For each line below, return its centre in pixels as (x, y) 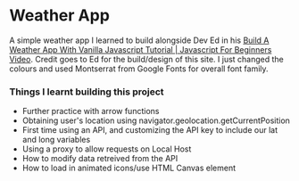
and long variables (56, 140)
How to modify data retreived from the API (100, 159)
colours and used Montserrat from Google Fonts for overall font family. (139, 69)
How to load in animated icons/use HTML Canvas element (129, 168)
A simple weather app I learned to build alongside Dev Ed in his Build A (139, 40)
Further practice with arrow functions (91, 111)
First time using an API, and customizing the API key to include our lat (150, 130)
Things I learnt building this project (87, 92)
